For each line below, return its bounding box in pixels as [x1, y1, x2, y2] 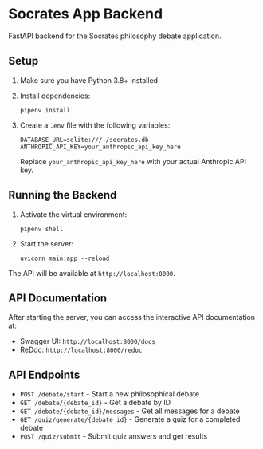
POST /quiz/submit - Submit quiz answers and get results [19, 431, 208, 441]
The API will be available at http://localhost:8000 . [8, 268, 175, 278]
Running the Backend [8, 188, 117, 202]
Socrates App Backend [8, 5, 163, 23]
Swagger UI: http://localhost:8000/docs [19, 337, 155, 346]
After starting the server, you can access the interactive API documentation [8, 313, 256, 322]
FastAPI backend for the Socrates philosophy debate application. [8, 31, 222, 41]
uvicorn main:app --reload [19, 254, 110, 262]
